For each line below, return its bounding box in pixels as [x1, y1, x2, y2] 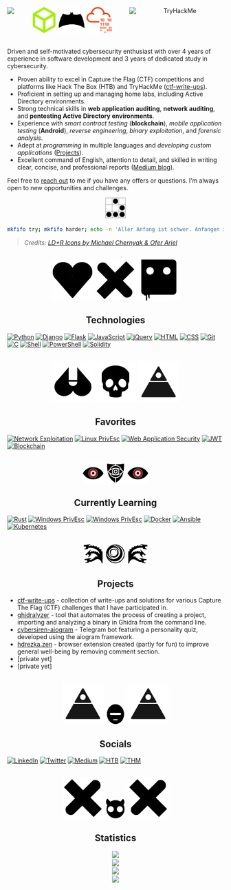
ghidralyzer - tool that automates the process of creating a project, [16, 611, 206, 619]
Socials [99, 738, 132, 750]
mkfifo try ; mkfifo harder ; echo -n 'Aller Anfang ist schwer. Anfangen [7, 226, 220, 233]
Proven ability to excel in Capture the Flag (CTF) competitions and [16, 75, 204, 83]
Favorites [95, 416, 136, 428]
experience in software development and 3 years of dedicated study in [7, 54, 208, 63]
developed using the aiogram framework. [16, 633, 134, 641]
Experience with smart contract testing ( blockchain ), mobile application [16, 119, 222, 127]
